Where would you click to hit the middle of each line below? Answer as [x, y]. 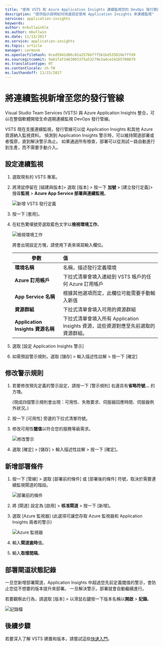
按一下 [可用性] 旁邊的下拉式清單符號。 [51, 419]
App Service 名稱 [35, 297]
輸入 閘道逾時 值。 [29, 543]
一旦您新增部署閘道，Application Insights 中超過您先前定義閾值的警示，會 [78, 583]
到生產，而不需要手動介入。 [33, 147]
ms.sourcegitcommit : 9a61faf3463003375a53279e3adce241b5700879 [70, 59]
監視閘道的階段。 [33, 485]
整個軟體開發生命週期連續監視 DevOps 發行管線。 [63, 119]
